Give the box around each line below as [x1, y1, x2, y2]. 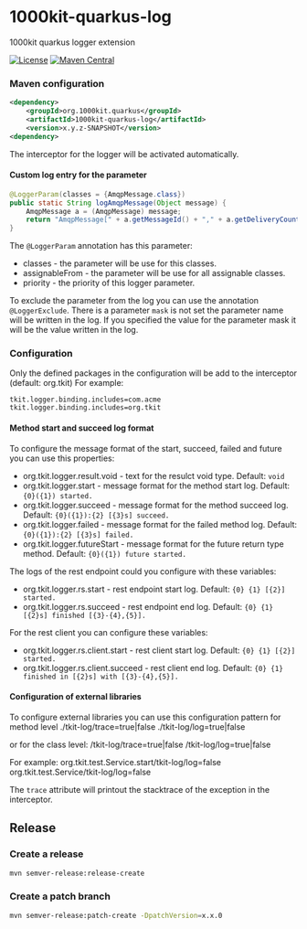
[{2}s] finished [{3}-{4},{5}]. [22, 611, 146, 620]
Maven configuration [9, 77, 105, 90]
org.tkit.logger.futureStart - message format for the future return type [22, 538, 285, 550]
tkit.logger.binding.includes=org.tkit [9, 403, 162, 412]
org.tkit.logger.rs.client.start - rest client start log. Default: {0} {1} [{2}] [22, 645, 296, 656]
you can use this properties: [9, 453, 115, 464]
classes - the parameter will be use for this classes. [22, 258, 217, 269]
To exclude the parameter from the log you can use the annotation [9, 295, 259, 306]
